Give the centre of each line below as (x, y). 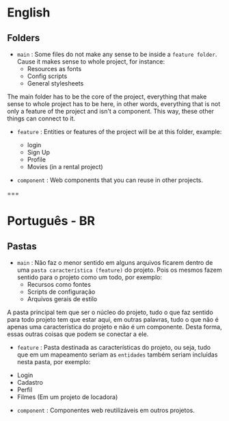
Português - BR (51, 221)
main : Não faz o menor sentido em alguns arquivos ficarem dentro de (115, 263)
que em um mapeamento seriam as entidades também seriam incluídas (117, 355)
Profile (37, 160)
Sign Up (38, 152)
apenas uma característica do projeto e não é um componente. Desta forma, (114, 327)
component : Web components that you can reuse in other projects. (110, 180)
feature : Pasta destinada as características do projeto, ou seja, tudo (113, 347)
